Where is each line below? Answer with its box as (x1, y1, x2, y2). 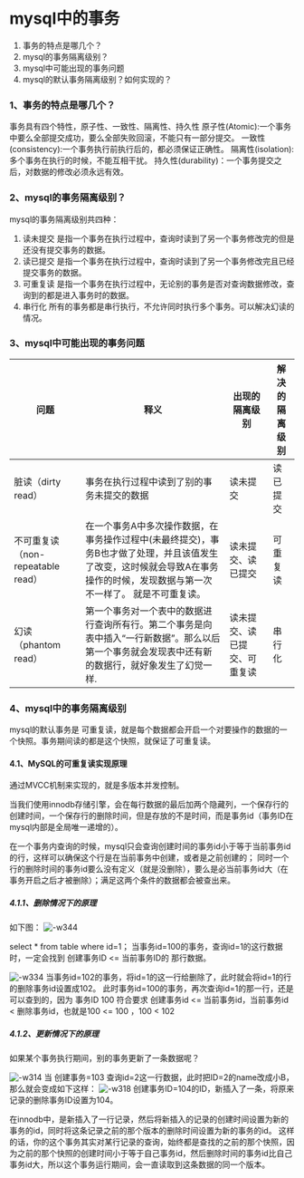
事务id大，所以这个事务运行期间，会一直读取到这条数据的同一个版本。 (9, 1159, 270, 1170)
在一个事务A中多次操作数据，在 (85, 519, 219, 532)
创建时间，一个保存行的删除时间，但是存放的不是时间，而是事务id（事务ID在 (9, 810, 294, 821)
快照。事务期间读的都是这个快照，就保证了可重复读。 (16, 736, 215, 747)
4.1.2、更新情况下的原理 (9, 1028, 100, 1038)
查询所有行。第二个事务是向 (94, 618, 213, 631)
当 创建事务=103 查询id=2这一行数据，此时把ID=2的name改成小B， (43, 1072, 294, 1083)
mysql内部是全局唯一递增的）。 (9, 822, 124, 833)
